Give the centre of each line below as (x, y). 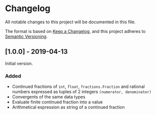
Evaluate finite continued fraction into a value (57, 102)
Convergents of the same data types (49, 97)
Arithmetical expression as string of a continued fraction (68, 107)
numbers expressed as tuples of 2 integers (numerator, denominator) (82, 92)
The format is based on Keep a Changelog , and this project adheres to (75, 31)
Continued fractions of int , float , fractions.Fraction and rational (78, 87)
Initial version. (19, 63)
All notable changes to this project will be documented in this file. (70, 22)
